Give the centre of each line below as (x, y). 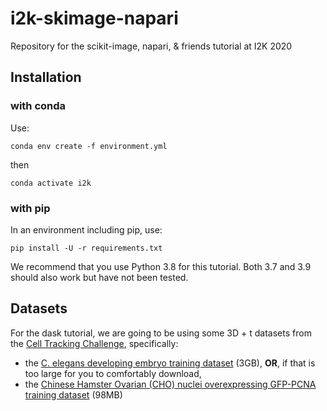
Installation (46, 77)
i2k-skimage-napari (94, 18)
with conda (38, 106)
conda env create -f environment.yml (89, 146)
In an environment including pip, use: (86, 229)
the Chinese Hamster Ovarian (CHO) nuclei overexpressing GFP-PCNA (170, 384)
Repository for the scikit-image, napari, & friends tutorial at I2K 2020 (151, 46)
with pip (30, 208)
